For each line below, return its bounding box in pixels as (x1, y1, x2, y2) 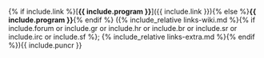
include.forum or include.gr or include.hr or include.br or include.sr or (8, 24, 238, 33)
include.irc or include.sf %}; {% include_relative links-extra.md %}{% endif (8, 32, 256, 41)
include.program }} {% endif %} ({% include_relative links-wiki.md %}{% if (8, 15, 256, 25)
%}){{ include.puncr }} (8, 41, 82, 50)
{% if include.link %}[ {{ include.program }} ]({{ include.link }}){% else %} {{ (8, 7, 257, 16)
